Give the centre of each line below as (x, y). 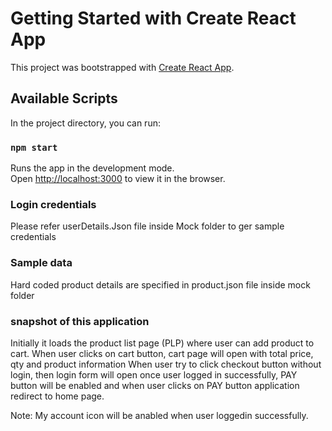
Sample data (41, 263)
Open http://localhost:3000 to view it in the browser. (118, 179)
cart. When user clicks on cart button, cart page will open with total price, (162, 353)
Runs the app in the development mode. (92, 168)
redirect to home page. (57, 396)
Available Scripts (64, 98)
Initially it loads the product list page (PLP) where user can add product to (162, 343)
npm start (34, 147)
